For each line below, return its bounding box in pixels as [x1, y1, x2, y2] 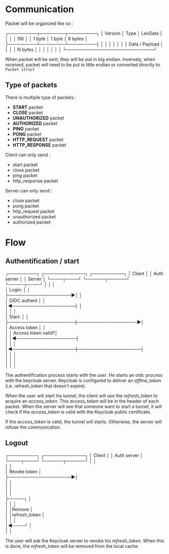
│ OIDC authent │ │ [5, 297, 46, 303]
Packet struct [5, 67, 35, 72]
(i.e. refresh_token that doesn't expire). [5, 382, 87, 389]
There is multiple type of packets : [5, 94, 77, 100]
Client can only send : [5, 151, 51, 158]
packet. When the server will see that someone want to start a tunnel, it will [5, 403, 162, 409]
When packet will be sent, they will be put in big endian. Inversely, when [5, 56, 155, 62]
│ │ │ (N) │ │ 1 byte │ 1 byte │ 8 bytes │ [5, 36, 88, 42]
